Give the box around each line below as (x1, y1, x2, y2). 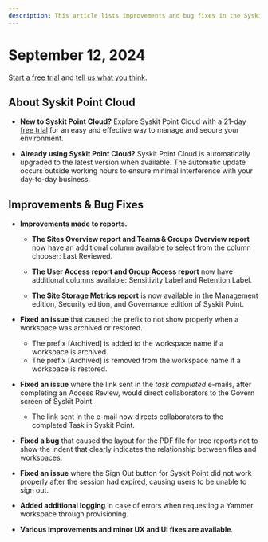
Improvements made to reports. (19, 219, 128, 228)
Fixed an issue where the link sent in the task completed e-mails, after (19, 380, 252, 390)
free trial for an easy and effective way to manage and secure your (19, 125, 239, 135)
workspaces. (19, 453, 63, 463)
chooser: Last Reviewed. (31, 251, 113, 261)
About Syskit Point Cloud (8, 95, 136, 109)
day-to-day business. (19, 175, 90, 184)
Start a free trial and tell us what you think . (8, 73, 148, 82)
